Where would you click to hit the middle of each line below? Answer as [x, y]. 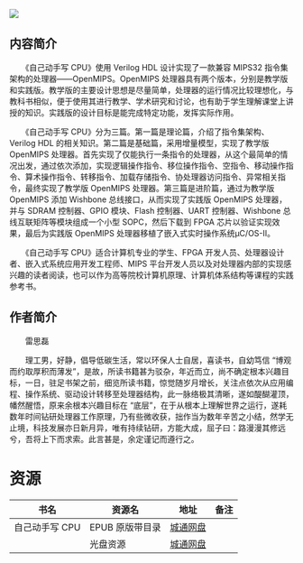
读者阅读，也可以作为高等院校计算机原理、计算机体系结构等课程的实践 [163, 274]
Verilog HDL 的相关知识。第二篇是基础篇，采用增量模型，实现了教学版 [139, 143]
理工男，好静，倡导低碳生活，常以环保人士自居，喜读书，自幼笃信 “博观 [158, 360]
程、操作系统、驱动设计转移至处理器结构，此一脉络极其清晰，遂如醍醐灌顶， [151, 393]
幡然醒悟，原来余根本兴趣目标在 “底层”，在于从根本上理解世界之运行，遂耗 [148, 405]
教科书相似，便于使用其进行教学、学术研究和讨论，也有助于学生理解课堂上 [147, 101]
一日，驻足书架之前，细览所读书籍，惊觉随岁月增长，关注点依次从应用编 [159, 383]
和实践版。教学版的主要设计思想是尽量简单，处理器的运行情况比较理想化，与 [151, 89]
